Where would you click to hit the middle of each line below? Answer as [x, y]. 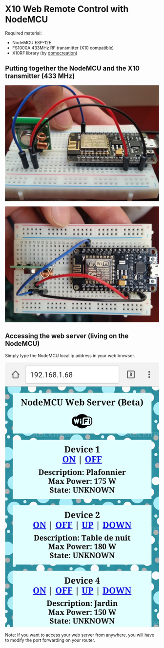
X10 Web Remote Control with [67, 9]
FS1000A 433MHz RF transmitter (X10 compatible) [63, 48]
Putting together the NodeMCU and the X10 [72, 68]
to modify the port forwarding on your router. [50, 640]
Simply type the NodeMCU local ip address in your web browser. [70, 355]
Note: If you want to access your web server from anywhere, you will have [80, 635]
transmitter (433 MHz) [40, 76]
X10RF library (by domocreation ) [45, 53]
